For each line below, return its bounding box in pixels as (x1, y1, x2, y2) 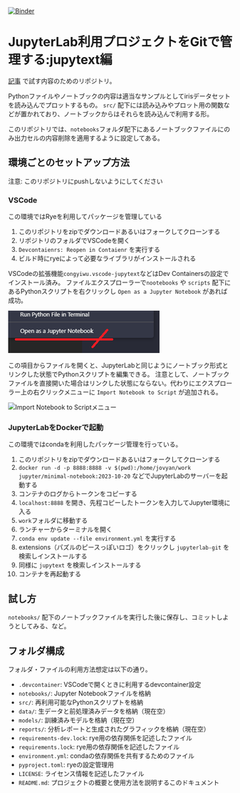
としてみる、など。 (14, 622, 71, 630)
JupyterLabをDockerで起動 (8, 422, 104, 432)
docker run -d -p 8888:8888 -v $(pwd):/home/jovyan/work (18, 464, 192, 472)
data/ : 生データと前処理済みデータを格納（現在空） (18, 707, 169, 715)
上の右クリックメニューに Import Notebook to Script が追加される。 (20, 388, 223, 396)
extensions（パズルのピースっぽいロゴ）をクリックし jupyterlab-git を (18, 543, 230, 552)
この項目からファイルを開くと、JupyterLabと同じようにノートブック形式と (8, 361, 229, 370)
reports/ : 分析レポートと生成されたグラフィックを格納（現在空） (18, 725, 210, 733)
